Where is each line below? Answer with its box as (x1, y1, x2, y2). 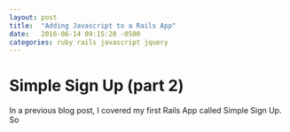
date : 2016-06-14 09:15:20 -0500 (9, 29, 141, 38)
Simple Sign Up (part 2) (9, 76, 184, 96)
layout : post (9, 12, 58, 22)
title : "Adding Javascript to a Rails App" (9, 21, 176, 30)
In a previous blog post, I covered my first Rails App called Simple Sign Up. (9, 105, 282, 116)
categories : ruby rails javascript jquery (9, 37, 169, 47)
